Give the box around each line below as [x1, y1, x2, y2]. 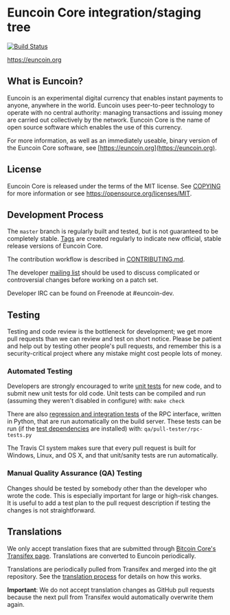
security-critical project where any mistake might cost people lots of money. [7, 349, 222, 358]
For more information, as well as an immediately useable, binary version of [7, 136, 218, 144]
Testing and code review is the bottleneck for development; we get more [7, 327, 213, 336]
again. [7, 600, 25, 608]
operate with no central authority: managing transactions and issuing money [7, 108, 223, 116]
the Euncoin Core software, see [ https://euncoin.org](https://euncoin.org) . [7, 143, 218, 152]
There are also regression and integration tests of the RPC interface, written [7, 410, 222, 418]
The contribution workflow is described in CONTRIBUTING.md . [7, 255, 185, 263]
